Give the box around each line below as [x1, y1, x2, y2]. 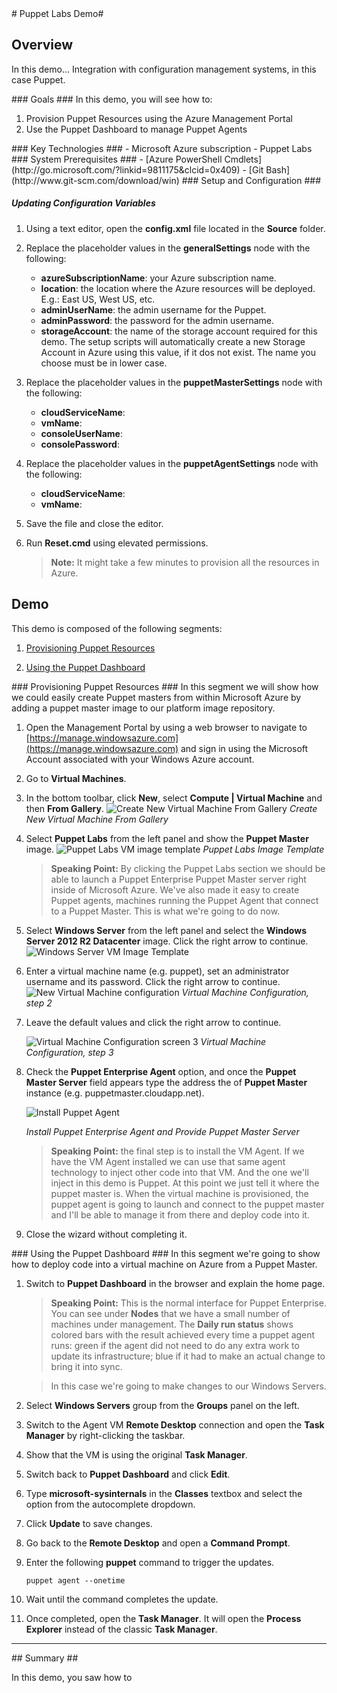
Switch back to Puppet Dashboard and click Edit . [25, 1468, 231, 1480]
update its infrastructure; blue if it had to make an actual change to [50, 1350, 326, 1362]
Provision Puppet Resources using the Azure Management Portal [25, 112, 294, 124]
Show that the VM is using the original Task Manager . [25, 1448, 248, 1461]
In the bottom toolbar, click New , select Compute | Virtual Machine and [25, 792, 323, 804]
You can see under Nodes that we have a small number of [50, 1307, 291, 1319]
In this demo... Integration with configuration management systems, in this [11, 63, 317, 75]
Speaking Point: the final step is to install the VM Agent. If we [50, 1145, 305, 1157]
